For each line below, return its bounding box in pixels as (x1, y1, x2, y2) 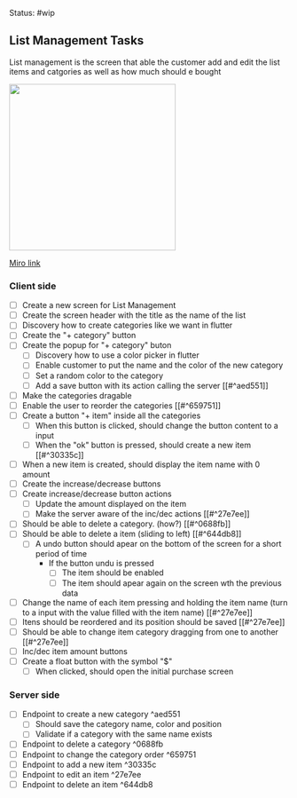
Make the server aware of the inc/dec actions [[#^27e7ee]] (35, 509, 250, 519)
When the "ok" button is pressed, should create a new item (35, 439, 251, 450)
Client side (9, 280, 57, 292)
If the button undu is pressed (48, 558, 155, 569)
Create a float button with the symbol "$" (21, 656, 173, 667)
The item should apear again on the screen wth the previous (61, 577, 282, 589)
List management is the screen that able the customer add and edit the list (9, 57, 281, 67)
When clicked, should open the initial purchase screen (35, 666, 234, 676)
